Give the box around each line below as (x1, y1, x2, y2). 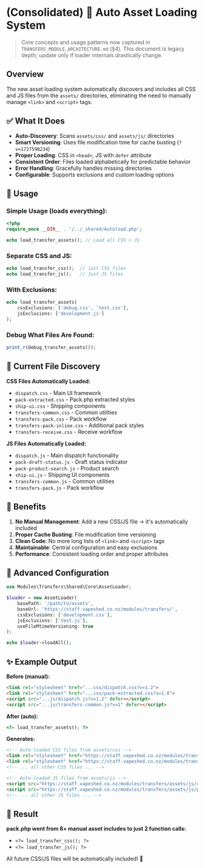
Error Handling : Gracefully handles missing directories (15, 164, 152, 172)
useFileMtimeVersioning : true (17, 623, 94, 629)
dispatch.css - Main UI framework (15, 389, 101, 396)
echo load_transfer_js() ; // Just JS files (6, 271, 123, 278)
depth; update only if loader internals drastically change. (21, 51, 163, 58)
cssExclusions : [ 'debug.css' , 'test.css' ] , (17, 305, 129, 311)
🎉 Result (6, 809, 38, 819)
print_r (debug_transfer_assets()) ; (6, 345, 97, 351)
